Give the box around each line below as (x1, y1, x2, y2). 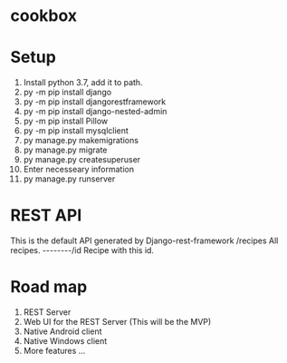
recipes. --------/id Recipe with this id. (10, 245, 155, 256)
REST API (10, 205, 82, 226)
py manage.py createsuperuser (23, 154, 141, 165)
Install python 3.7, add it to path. (23, 77, 143, 88)
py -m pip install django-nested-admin (23, 106, 167, 117)
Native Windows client (23, 336, 108, 346)
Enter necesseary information (23, 164, 135, 175)
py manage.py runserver (23, 173, 116, 184)
